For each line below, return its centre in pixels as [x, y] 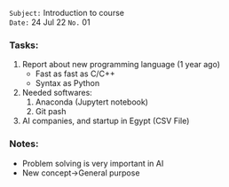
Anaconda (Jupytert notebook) [92, 102]
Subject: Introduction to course [67, 13]
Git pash [51, 112]
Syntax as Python [67, 83]
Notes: [24, 144]
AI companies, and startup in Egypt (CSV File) [106, 121]
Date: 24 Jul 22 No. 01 [50, 22]
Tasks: [24, 45]
